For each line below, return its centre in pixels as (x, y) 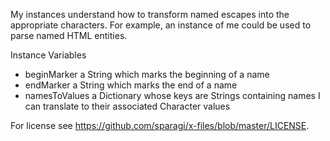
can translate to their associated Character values (127, 106)
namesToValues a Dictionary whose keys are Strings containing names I (172, 95)
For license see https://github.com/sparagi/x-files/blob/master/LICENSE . (160, 125)
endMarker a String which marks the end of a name (131, 85)
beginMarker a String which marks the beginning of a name (147, 74)
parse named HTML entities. (69, 35)
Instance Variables (48, 55)
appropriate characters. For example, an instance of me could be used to (161, 25)
